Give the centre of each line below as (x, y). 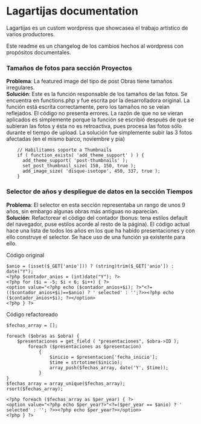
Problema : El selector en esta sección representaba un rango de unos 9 (96, 205)
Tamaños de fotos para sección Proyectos (69, 68)
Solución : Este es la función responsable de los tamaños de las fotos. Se (97, 94)
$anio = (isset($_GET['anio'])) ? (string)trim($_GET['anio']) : (90, 266)
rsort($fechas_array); (35, 389)
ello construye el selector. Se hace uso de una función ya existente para (96, 237)
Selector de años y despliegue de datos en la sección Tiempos (100, 191)
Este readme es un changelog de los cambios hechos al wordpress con (95, 46)
